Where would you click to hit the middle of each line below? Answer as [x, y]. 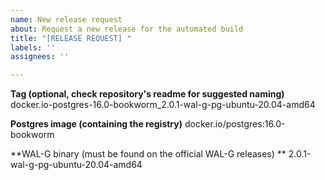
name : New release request [66, 19]
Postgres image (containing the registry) [96, 124]
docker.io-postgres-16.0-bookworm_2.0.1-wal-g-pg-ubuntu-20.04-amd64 [163, 105]
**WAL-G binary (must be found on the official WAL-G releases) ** [148, 154]
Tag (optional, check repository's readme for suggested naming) [147, 94]
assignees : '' [40, 57]
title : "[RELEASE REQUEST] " [71, 38]
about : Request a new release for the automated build [127, 29]
